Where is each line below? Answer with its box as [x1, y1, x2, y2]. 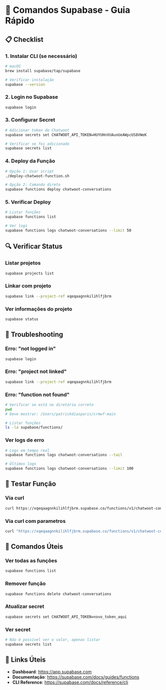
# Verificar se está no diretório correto [5, 402, 94, 407]
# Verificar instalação [5, 77, 54, 82]
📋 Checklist [5, 35, 43, 44]
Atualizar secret [5, 603, 44, 610]
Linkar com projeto [5, 282, 51, 289]
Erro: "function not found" [5, 391, 70, 398]
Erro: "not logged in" [5, 345, 56, 352]
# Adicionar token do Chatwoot [5, 128, 70, 133]
